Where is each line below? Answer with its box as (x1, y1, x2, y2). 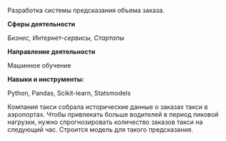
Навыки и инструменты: (7, 75, 84, 83)
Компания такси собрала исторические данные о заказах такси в (7, 103, 208, 111)
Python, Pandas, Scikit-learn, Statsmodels (7, 89, 131, 97)
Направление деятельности (7, 48, 96, 56)
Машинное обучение (7, 61, 71, 70)
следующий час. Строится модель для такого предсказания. (7, 125, 194, 134)
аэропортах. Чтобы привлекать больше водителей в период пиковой (7, 110, 219, 118)
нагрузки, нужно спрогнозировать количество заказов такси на (7, 117, 203, 126)
